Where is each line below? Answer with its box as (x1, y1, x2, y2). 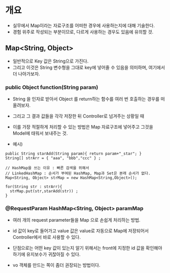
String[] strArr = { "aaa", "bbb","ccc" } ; (5, 156, 101, 161)
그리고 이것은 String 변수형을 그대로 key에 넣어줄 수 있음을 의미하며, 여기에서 (12, 64, 165, 70)
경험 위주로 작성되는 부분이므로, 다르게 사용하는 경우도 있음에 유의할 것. (12, 28, 154, 35)
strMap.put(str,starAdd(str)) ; (10, 189, 79, 194)
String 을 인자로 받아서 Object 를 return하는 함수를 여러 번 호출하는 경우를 (12, 96, 160, 102)
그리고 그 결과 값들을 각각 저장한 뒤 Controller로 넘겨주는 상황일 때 (12, 113, 145, 119)
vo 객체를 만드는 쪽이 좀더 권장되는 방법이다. (12, 262, 100, 268)
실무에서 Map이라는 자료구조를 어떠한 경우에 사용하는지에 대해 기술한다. (12, 22, 155, 28)
